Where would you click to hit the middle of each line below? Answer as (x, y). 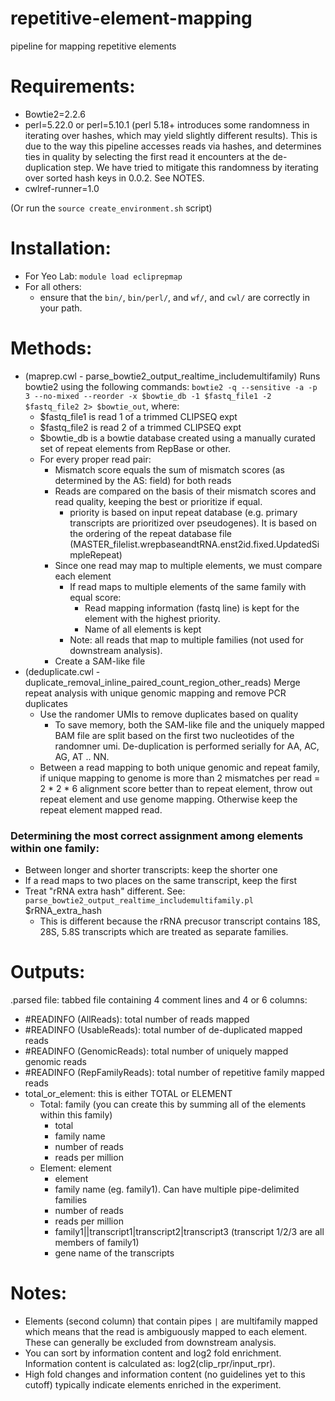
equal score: (95, 597)
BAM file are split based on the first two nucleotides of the (174, 735)
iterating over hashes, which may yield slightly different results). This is (171, 135)
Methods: (51, 348)
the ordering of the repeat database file (150, 533)
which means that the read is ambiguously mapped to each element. (166, 1331)
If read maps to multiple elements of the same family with (188, 586)
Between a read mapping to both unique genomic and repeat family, (180, 767)
